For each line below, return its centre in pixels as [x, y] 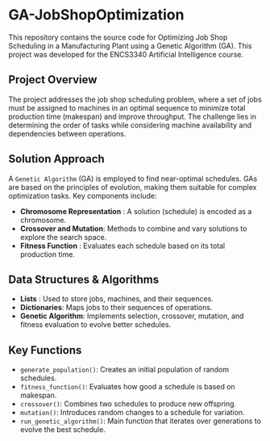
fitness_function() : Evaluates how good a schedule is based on [127, 387]
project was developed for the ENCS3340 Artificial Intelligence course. [126, 54]
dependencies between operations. [67, 133]
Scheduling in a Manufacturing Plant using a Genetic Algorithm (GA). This [130, 45]
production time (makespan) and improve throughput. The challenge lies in [132, 116]
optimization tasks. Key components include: [83, 195]
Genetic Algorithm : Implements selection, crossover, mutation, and [132, 316]
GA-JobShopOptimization [96, 15]
